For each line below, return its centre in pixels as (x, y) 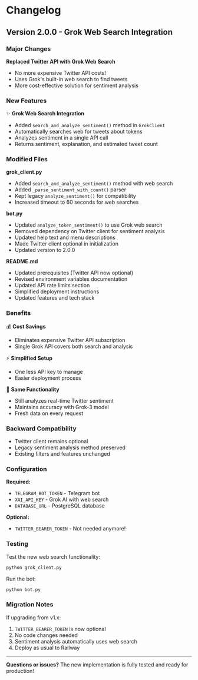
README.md (22, 261)
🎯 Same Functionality (33, 389)
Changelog (34, 10)
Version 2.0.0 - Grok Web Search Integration (89, 32)
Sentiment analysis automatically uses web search (76, 641)
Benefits (19, 313)
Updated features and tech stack (55, 298)
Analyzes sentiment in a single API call (61, 138)
